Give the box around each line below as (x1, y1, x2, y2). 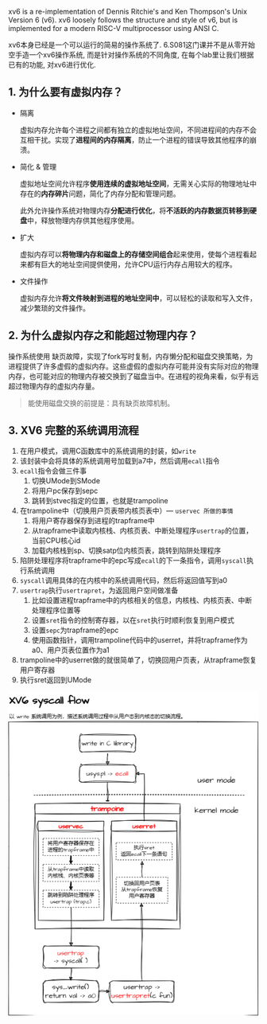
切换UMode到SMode (31, 476, 101, 486)
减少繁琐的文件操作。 (19, 303, 90, 313)
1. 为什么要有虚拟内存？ (8, 85, 123, 99)
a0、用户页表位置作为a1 (31, 645, 110, 655)
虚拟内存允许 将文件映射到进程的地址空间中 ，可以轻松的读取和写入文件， (19, 293, 257, 303)
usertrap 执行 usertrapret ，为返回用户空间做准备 (19, 585, 179, 596)
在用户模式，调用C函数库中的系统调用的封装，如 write (19, 446, 196, 456)
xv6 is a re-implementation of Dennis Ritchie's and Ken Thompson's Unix (8, 7, 248, 16)
